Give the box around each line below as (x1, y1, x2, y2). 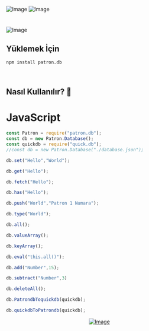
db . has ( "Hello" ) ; (6, 190, 49, 196)
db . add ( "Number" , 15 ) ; (6, 265, 60, 270)
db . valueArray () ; (6, 232, 49, 238)
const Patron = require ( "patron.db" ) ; (6, 131, 102, 136)
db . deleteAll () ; (6, 286, 46, 292)
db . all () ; (6, 222, 31, 228)
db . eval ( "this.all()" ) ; (6, 254, 65, 260)
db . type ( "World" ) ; (6, 211, 51, 217)
